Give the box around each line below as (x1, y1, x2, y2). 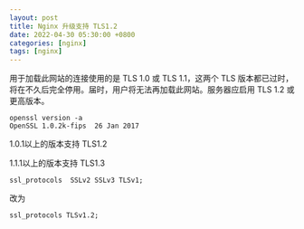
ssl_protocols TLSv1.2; (9, 211, 100, 220)
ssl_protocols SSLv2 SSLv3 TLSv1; (9, 176, 144, 186)
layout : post (9, 13, 59, 23)
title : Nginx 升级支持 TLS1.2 (9, 22, 118, 31)
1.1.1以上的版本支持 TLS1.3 (9, 157, 106, 168)
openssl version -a (9, 114, 83, 123)
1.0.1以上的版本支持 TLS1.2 (9, 138, 108, 149)
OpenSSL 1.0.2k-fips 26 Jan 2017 (9, 121, 140, 131)
